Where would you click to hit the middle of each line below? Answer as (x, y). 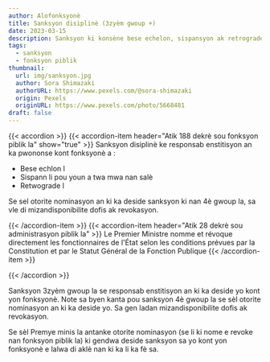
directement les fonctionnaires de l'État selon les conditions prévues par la (132, 243)
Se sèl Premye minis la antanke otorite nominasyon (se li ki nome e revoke (131, 332)
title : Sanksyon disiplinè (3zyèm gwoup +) (82, 23)
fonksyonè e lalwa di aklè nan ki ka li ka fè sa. (84, 349)
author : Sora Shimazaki (55, 83)
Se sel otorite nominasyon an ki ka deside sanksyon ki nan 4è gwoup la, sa (132, 201)
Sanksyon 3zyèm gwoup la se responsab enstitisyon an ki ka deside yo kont (134, 291)
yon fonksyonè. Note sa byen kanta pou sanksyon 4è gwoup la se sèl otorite (135, 299)
